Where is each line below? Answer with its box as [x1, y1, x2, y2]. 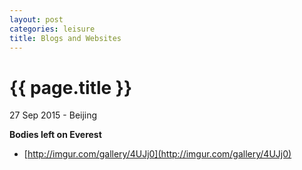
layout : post [9, 14, 64, 25]
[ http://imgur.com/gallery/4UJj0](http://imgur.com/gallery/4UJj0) [23, 148, 292, 160]
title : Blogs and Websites [9, 33, 122, 43]
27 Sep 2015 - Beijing [9, 109, 98, 121]
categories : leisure [9, 24, 96, 34]
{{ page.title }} [9, 76, 133, 99]
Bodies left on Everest [9, 129, 102, 141]
